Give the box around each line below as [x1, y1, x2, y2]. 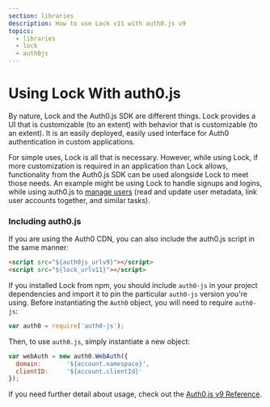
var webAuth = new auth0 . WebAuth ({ [8, 352, 129, 360]
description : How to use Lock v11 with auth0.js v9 [8, 19, 186, 28]
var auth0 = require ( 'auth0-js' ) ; [8, 321, 125, 330]
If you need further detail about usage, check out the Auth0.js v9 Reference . [8, 389, 263, 399]
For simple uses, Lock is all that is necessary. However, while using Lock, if [8, 152, 259, 162]
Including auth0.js [8, 215, 82, 227]
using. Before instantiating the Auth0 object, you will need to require [8, 297, 234, 307]
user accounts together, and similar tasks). [8, 195, 151, 205]
